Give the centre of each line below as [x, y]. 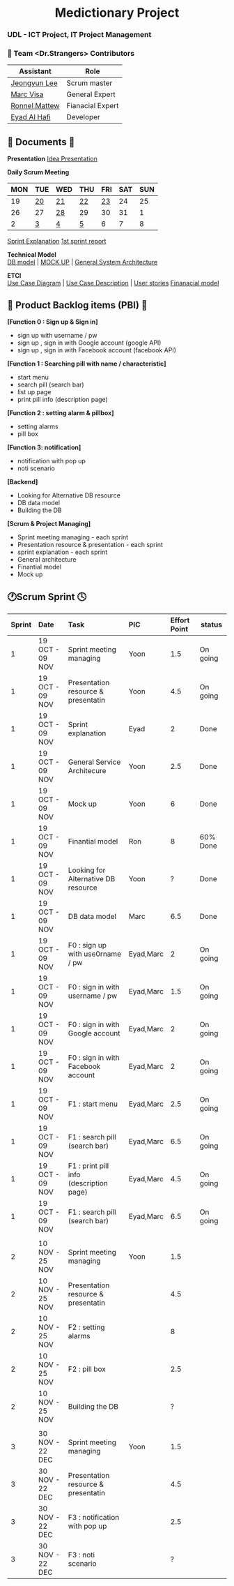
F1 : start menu [93, 1104]
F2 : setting [86, 1327]
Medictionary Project [117, 13]
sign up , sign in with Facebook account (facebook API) [96, 350]
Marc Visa [27, 94]
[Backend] [23, 482]
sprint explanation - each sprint [62, 552]
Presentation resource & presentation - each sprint [90, 545]
